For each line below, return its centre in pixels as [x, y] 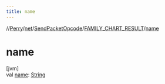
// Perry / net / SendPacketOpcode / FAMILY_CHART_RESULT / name [83, 28]
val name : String [26, 75]
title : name [21, 11]
